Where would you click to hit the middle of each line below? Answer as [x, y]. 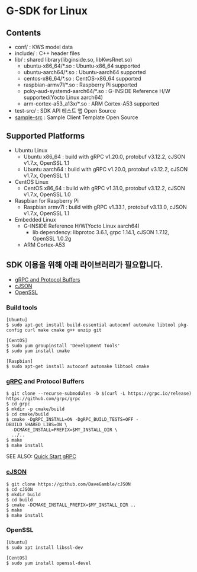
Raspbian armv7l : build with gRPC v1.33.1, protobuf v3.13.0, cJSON [105, 207]
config [14, 330]
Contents [24, 33]
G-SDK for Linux [47, 11]
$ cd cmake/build [28, 414]
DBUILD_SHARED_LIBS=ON [34, 425]
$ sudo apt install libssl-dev [45, 547]
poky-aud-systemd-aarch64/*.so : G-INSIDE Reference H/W [97, 91]
